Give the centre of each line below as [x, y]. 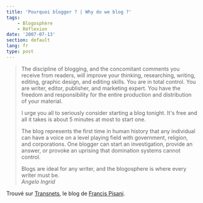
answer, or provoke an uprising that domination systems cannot [101, 150]
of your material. [42, 101]
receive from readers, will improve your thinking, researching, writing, [108, 75]
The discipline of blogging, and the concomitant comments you [100, 69]
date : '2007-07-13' [31, 35]
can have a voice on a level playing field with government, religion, [105, 137]
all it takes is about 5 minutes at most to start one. [83, 119]
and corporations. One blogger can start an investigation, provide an [107, 144]
